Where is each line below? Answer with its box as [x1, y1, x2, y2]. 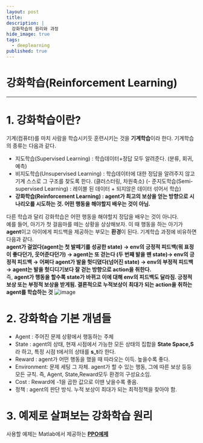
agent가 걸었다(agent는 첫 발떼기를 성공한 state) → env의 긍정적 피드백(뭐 [6, 243, 183, 250]
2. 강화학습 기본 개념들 [6, 311, 112, 325]
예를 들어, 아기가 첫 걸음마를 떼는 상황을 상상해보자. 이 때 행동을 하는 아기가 [6, 220, 183, 228]
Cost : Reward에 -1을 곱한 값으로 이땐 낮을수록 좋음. [14, 378, 138, 385]
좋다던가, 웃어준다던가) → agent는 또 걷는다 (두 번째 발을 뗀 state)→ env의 [12, 250, 188, 258]
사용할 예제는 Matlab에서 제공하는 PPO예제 [6, 430, 109, 438]
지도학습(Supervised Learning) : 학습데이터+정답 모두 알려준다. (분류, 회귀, [14, 155, 194, 162]
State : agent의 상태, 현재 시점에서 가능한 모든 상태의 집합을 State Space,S [14, 340, 195, 348]
